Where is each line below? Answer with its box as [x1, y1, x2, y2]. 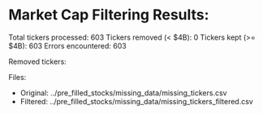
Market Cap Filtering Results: [8, 6, 209, 24]
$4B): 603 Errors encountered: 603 [8, 40, 127, 50]
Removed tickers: [8, 57, 67, 66]
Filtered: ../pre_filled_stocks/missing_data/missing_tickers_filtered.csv [19, 96, 253, 106]
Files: [8, 72, 27, 82]
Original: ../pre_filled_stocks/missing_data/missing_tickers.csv [19, 87, 227, 98]
